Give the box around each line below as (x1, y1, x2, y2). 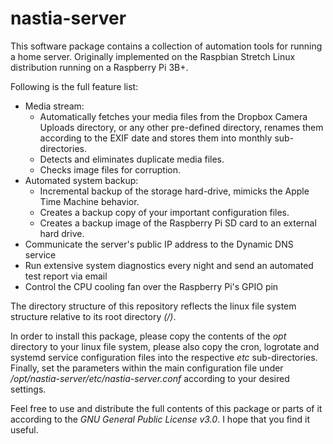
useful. (10, 423, 39, 436)
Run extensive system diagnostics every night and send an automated (24, 259, 314, 271)
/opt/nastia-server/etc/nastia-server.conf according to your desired (10, 372, 290, 384)
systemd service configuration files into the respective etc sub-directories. (10, 351, 318, 363)
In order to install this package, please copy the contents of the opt (10, 330, 287, 342)
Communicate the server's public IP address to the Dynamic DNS (24, 238, 294, 250)
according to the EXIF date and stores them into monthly (39, 132, 273, 144)
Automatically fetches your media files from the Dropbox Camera (39, 110, 308, 122)
